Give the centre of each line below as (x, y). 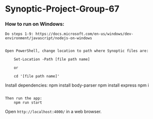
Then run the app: (24, 98)
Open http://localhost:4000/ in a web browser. (53, 112)
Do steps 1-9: (19, 34)
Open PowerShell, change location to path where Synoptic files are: (77, 51)
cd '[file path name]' (37, 76)
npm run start (28, 103)
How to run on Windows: (35, 24)
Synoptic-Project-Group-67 (62, 9)
